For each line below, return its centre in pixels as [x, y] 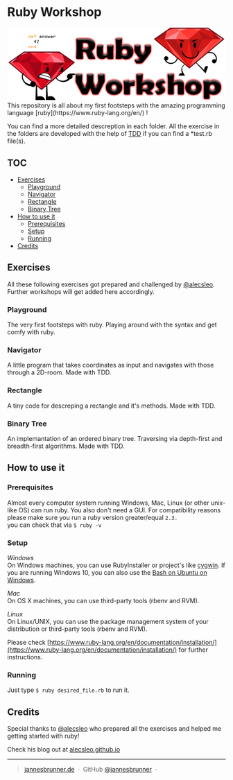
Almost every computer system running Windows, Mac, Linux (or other [108, 503]
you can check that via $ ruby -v [54, 525]
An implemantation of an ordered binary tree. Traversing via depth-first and [115, 438]
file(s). [16, 141]
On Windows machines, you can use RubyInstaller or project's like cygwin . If [116, 565]
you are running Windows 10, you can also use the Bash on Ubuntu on [107, 572]
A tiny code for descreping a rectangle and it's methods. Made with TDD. [112, 406]
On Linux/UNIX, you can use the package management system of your [108, 621]
